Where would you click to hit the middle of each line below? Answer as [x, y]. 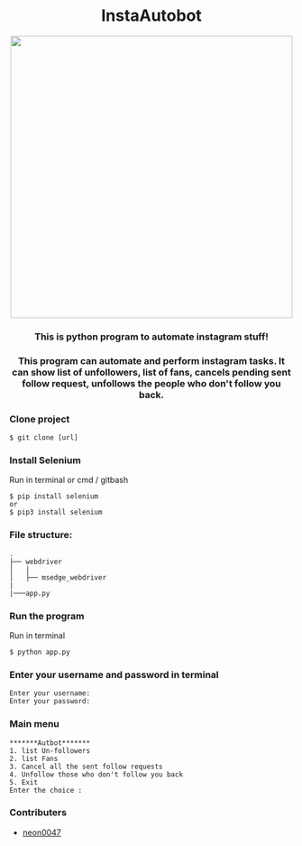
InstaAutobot [151, 16]
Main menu [35, 724]
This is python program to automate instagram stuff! [151, 337]
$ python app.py [40, 652]
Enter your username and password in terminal [114, 674]
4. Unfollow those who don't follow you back [96, 774]
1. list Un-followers [50, 750]
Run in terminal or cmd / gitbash [69, 480]
